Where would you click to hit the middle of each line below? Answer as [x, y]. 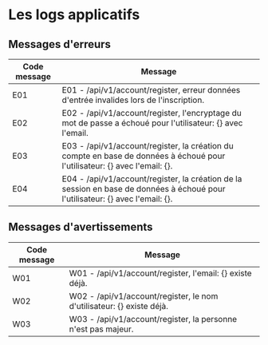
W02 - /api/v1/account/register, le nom [144, 295]
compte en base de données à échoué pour [144, 156]
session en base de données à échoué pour [144, 189]
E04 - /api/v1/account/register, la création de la [152, 179]
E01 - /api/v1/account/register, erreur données [151, 90]
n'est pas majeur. [101, 329]
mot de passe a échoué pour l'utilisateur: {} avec [152, 123]
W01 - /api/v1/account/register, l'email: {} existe [161, 273]
